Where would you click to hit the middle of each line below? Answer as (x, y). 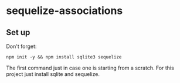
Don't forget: (21, 46)
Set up (18, 32)
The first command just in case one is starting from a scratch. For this (90, 68)
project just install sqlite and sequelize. (53, 74)
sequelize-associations (64, 11)
